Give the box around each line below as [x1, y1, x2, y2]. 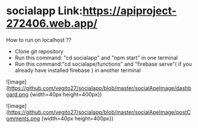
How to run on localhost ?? [6, 36, 72, 43]
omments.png [6, 114, 40, 122]
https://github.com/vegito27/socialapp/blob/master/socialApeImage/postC [8, 108, 191, 116]
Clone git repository [14, 47, 64, 55]
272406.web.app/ [6, 17, 98, 30]
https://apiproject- [82, 4, 177, 18]
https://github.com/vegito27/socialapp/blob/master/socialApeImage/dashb [8, 84, 191, 91]
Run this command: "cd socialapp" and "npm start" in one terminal [14, 54, 178, 61]
